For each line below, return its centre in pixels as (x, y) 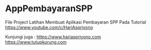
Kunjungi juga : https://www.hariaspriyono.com (53, 37)
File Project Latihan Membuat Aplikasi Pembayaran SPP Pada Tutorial (76, 22)
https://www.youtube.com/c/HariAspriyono (49, 27)
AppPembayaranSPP (49, 9)
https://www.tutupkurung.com (36, 42)
